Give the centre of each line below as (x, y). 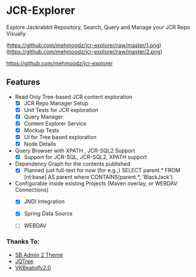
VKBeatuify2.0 (33, 267)
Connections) (32, 190)
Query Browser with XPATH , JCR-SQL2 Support (75, 151)
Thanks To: (23, 241)
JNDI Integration (44, 202)
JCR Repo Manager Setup (56, 103)
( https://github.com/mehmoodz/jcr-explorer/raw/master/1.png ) (84, 45)
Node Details (40, 144)
